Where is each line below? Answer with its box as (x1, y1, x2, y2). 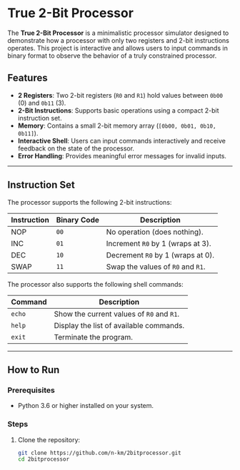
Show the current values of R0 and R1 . (54, 309, 180, 319)
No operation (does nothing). (106, 227, 204, 237)
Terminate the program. (54, 332, 134, 342)
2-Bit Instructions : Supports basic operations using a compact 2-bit (17, 106, 219, 115)
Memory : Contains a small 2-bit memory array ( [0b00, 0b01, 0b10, (17, 121, 216, 130)
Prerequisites (7, 385, 55, 395)
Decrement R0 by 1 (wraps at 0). (106, 250, 215, 260)
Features (7, 72, 48, 84)
